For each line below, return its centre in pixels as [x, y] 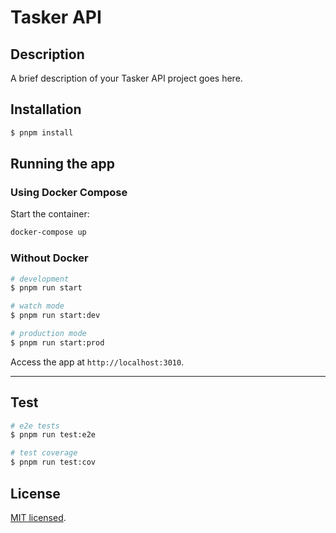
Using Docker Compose [69, 192]
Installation [46, 109]
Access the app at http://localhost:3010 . [97, 362]
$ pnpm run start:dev [55, 316]
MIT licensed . [38, 517]
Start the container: [50, 214]
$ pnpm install [42, 132]
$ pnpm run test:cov [53, 462]
